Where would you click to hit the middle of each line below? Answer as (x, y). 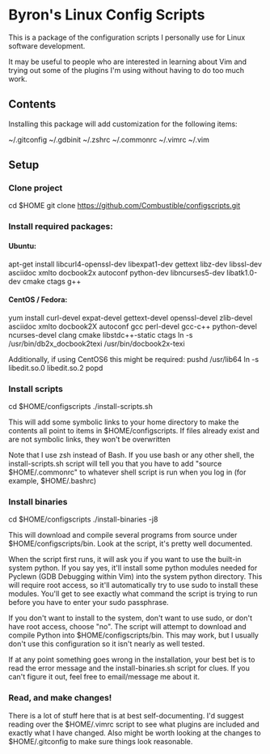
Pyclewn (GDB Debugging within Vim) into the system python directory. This (135, 577)
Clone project (36, 188)
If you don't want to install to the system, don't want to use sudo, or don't (131, 618)
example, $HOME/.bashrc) (53, 481)
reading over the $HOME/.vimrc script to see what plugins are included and (134, 724)
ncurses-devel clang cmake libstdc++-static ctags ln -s (101, 334)
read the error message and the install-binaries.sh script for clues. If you (129, 668)
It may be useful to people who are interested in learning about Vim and (128, 62)
